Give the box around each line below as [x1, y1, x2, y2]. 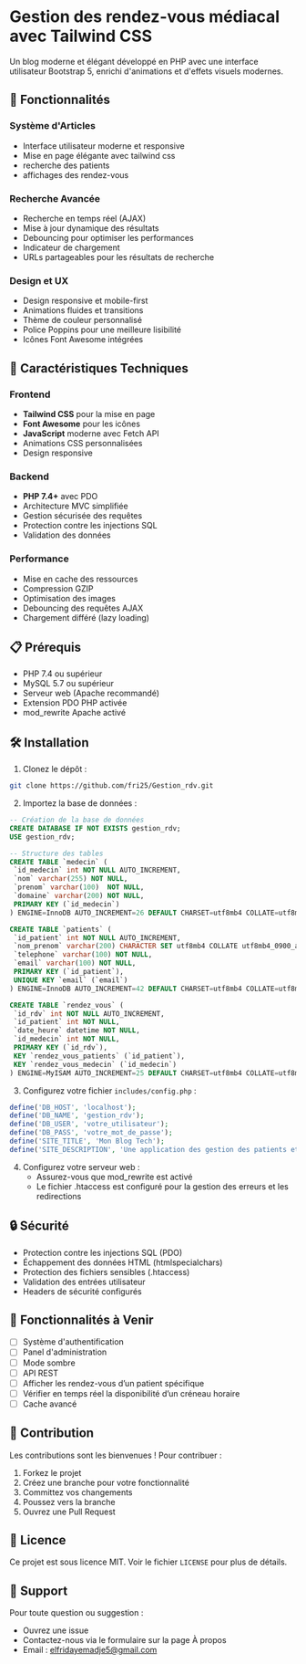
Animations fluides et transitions [22, 305, 144, 316]
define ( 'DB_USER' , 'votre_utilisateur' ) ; [9, 1120, 169, 1129]
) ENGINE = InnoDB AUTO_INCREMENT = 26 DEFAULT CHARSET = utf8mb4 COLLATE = [9, 908, 280, 917]
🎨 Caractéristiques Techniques [9, 361, 189, 376]
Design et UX [9, 274, 69, 287]
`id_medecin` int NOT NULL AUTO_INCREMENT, [13, 865, 181, 875]
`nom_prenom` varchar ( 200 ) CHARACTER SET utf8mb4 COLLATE [13, 942, 239, 951]
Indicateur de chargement [22, 242, 120, 253]
